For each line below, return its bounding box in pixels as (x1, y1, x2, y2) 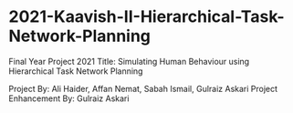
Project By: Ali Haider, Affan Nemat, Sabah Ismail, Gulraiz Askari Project (8, 83, 278, 94)
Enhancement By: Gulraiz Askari (8, 93, 130, 104)
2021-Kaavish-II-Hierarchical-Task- (8, 6, 285, 27)
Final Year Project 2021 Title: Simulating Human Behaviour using (8, 56, 250, 67)
